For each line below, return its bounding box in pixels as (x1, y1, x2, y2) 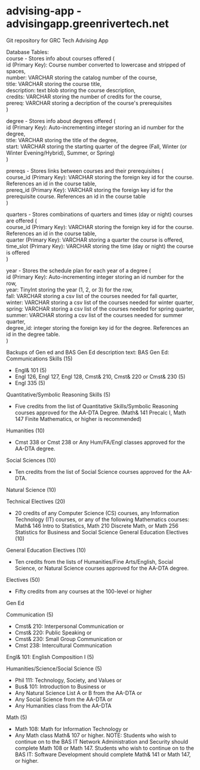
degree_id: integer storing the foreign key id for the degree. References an (6, 324, 189, 331)
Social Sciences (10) (6, 456, 56, 464)
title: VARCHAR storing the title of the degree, (6, 136, 118, 143)
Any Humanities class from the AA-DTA (14, 702, 112, 709)
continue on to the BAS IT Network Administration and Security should (14, 738, 189, 745)
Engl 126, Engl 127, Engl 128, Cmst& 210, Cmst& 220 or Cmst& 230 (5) (14, 373, 186, 380)
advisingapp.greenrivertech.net (6, 17, 169, 31)
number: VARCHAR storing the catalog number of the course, (6, 74, 157, 81)
